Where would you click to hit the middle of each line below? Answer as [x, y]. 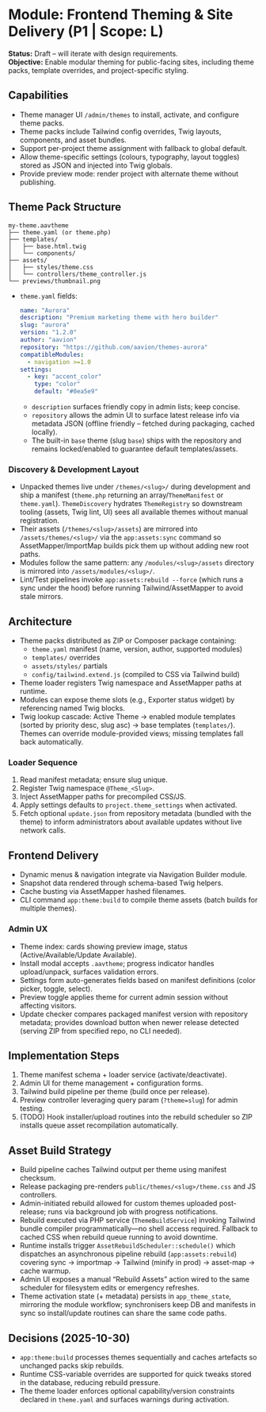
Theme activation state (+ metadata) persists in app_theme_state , [125, 1296]
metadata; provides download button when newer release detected [129, 1022]
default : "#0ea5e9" [66, 392]
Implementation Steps [64, 1056]
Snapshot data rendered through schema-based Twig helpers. [122, 883]
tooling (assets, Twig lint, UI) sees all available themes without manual [133, 512]
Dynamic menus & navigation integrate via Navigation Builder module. [133, 875]
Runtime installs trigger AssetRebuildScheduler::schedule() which [127, 1246]
